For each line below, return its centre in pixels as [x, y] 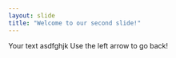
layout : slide [32, 15]
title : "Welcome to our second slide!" [75, 23]
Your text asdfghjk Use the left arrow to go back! [88, 45]
